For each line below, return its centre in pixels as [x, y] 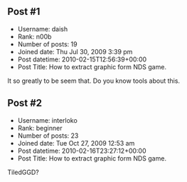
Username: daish [43, 29]
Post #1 [24, 12]
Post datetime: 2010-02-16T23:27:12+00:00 [82, 151]
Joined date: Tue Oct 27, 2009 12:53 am [76, 143]
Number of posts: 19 [47, 44]
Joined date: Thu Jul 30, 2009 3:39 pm [75, 51]
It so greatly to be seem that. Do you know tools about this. [93, 81]
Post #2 [25, 103]
